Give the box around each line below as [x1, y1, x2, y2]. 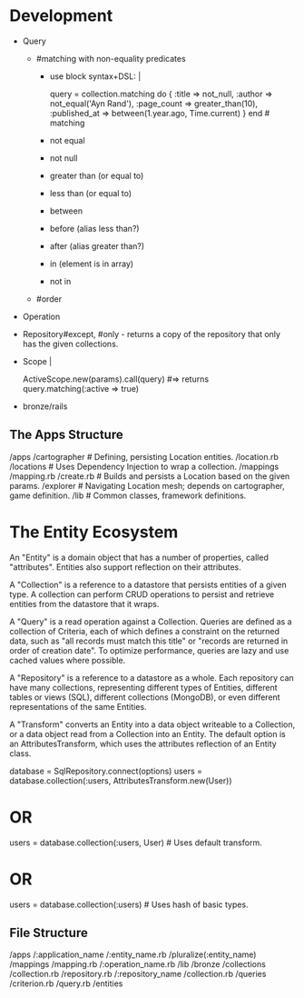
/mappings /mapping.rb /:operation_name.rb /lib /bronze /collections [9, 959, 266, 970]
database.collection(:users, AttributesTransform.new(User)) [9, 774, 233, 786]
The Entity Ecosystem [9, 522, 179, 542]
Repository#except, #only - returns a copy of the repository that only [22, 328, 281, 339]
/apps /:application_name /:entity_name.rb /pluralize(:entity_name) [9, 949, 257, 960]
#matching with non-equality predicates [35, 53, 186, 64]
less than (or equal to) [49, 187, 132, 198]
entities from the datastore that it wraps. [9, 598, 160, 609]
